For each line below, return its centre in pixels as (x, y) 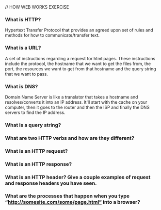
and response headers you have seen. (51, 183)
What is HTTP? (23, 19)
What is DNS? (22, 86)
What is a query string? (33, 125)
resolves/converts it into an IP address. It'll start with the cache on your (76, 102)
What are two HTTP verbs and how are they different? (70, 138)
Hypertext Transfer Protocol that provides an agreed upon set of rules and (79, 30)
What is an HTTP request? (36, 151)
